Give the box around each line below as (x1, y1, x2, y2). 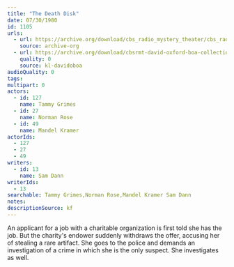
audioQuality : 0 (7, 68, 54, 75)
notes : (7, 198, 26, 206)
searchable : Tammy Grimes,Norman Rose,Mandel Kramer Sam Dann (7, 192, 192, 199)
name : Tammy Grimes (19, 101, 77, 108)
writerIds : (7, 178, 39, 185)
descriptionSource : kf (7, 205, 73, 212)
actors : (7, 88, 30, 95)
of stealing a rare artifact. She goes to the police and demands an (7, 238, 196, 247)
